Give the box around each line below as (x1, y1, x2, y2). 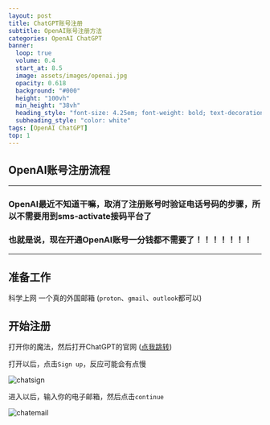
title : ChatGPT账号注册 (8, 19, 83, 27)
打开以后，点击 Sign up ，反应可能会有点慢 (8, 359, 147, 369)
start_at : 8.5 (15, 64, 63, 72)
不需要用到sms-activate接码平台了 (16, 211, 153, 222)
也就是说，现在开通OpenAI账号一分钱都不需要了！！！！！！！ (8, 234, 252, 246)
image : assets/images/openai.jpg (15, 72, 128, 80)
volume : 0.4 (15, 57, 56, 65)
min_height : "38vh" (15, 101, 81, 109)
